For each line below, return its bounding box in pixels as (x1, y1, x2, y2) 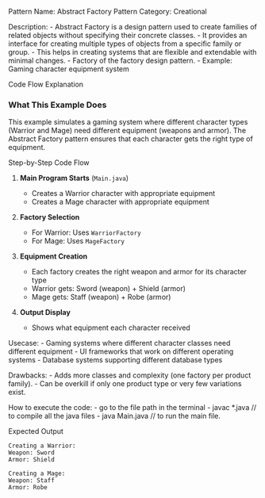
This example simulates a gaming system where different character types (8, 117, 248, 127)
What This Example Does (8, 99, 107, 110)
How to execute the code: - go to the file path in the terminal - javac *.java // (8, 403, 257, 412)
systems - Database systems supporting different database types (8, 355, 223, 365)
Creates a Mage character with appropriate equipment (31, 197, 210, 207)
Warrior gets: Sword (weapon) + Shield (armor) (31, 284, 186, 293)
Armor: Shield (8, 456, 56, 464)
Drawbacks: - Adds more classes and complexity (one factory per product (8, 370, 252, 380)
